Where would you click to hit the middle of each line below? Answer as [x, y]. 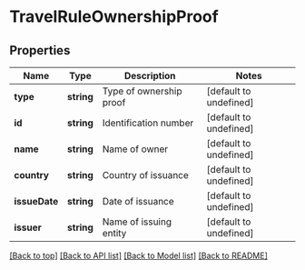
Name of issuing [137, 222]
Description [150, 76]
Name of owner [135, 149]
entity [114, 233]
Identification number [148, 123]
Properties [40, 50]
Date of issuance [138, 201]
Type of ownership [142, 91]
